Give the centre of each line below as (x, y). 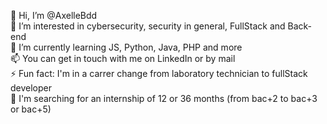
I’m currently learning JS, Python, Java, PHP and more (130, 47)
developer (31, 88)
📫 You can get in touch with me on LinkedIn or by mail (123, 58)
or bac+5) (31, 109)
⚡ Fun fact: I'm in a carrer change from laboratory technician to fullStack (159, 73)
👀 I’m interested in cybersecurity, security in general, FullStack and (148, 26)
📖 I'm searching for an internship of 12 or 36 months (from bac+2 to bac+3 (164, 98)
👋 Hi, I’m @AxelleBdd (54, 15)
